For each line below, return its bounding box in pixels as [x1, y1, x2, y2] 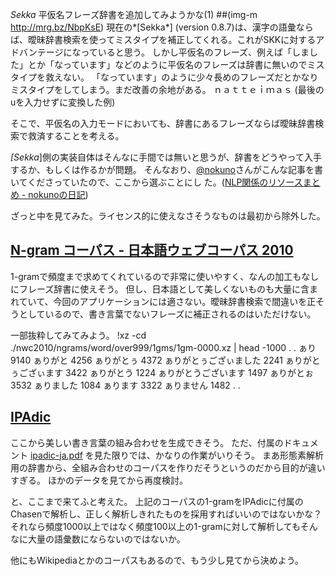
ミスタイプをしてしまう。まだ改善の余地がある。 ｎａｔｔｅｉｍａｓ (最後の [10, 84, 325, 95]
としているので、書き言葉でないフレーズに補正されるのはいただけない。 [18, 308, 317, 320]
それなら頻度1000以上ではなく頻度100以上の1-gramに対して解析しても [10, 520, 301, 532]
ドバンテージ [10, 46, 64, 58]
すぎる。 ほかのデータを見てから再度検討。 [10, 474, 188, 486]
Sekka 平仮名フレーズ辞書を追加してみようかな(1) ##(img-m [10, 9, 258, 20]
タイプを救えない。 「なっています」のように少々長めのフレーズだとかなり [10, 71, 319, 83]
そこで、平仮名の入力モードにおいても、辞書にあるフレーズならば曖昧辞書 [10, 118, 316, 129]
